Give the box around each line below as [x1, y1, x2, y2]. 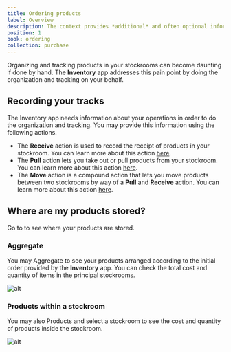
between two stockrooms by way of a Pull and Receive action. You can [16, 178, 219, 186]
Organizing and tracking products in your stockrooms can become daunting [7, 61, 222, 69]
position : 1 [7, 29, 41, 36]
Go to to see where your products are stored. [7, 223, 135, 232]
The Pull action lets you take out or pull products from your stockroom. [16, 156, 218, 164]
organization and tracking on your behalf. [7, 76, 124, 83]
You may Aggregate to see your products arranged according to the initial [7, 256, 216, 265]
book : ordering [7, 36, 51, 43]
